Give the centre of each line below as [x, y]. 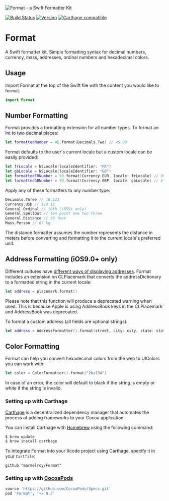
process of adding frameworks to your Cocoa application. [65, 417]
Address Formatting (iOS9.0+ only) [61, 259]
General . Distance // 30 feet [36, 218]
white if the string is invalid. [33, 388]
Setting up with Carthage [36, 401]
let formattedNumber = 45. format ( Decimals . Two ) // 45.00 [66, 142]
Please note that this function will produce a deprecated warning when [78, 301]
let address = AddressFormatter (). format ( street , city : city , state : [80, 330]
